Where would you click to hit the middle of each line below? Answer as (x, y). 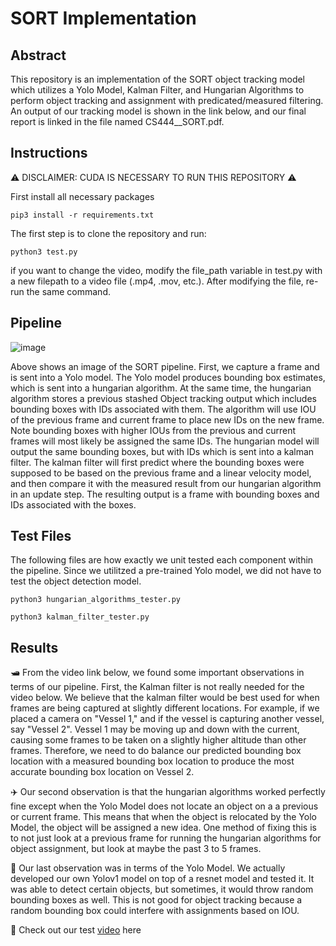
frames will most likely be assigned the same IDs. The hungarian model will (165, 441)
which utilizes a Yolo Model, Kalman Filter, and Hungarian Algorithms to (157, 90)
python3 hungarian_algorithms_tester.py (96, 600)
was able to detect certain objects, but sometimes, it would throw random (162, 889)
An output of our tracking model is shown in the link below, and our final (158, 111)
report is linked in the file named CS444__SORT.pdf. (117, 121)
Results (34, 647)
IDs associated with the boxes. (73, 504)
